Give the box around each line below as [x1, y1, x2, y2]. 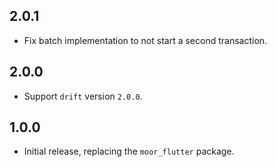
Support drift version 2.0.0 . [23, 90, 143, 102]
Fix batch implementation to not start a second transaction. [23, 34, 268, 46]
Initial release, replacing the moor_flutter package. [23, 145, 235, 158]
